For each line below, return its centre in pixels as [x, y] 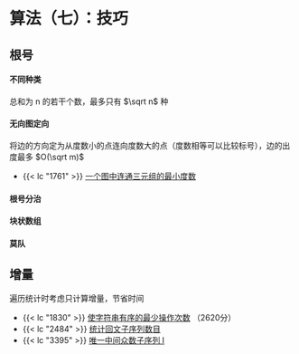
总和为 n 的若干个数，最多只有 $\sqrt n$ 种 [89, 101]
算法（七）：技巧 [69, 19]
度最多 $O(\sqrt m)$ [47, 157]
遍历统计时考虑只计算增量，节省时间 [77, 298]
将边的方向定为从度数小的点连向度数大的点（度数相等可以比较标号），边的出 [150, 145]
